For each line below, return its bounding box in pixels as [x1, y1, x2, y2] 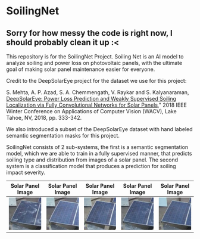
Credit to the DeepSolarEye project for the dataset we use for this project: [6, 77, 187, 84]
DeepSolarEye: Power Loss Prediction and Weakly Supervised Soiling [6, 95, 177, 102]
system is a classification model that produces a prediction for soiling [6, 163, 177, 169]
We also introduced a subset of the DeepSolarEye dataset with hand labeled [6, 126, 193, 132]
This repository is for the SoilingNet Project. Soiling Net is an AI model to [6, 53, 184, 60]
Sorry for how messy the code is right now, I [6, 28, 173, 38]
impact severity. [6, 169, 46, 176]
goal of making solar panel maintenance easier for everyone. [6, 66, 155, 73]
